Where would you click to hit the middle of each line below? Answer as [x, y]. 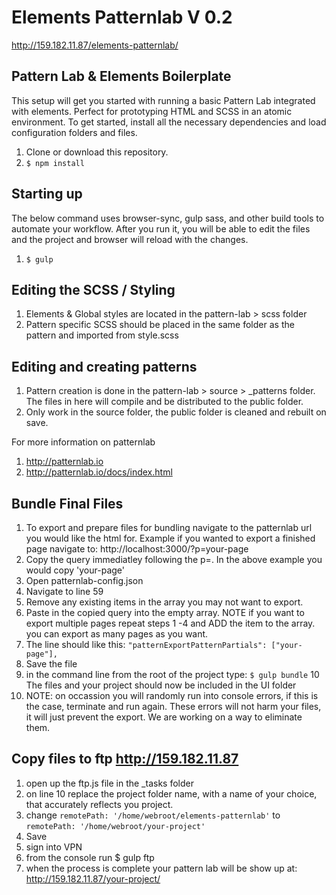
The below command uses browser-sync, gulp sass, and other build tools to [168, 218]
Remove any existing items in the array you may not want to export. [164, 602]
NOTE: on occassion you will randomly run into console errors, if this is [172, 695]
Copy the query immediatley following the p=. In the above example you [174, 559]
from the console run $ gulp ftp [90, 857]
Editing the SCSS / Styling [93, 289]
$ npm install [55, 163]
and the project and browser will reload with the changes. [130, 239]
